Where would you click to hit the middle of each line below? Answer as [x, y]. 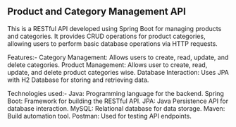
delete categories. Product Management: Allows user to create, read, [107, 65]
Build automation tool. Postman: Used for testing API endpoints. [100, 116]
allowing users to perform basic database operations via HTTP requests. [113, 43]
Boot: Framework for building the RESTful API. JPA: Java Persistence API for [118, 101]
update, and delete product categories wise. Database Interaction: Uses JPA [118, 72]
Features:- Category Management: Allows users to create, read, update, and [118, 57]
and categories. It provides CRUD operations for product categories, [106, 36]
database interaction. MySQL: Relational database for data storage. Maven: [116, 108]
